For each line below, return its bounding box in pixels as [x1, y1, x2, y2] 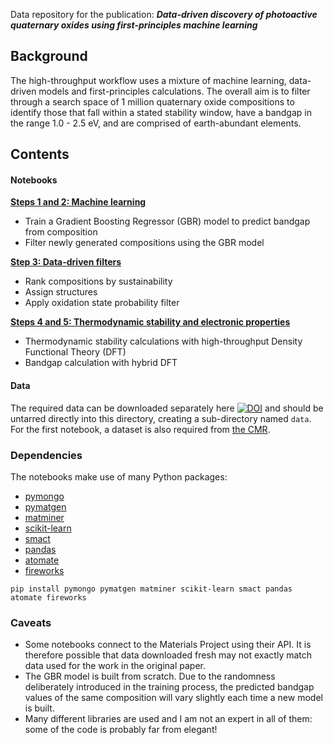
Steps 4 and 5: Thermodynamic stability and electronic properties [10, 316, 291, 328]
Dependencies [10, 448, 83, 462]
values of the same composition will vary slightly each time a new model [24, 692, 323, 704]
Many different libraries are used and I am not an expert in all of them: [24, 713, 313, 725]
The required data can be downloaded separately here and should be [10, 402, 324, 414]
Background [10, 48, 88, 65]
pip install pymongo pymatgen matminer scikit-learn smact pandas [10, 584, 293, 594]
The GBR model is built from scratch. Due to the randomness [24, 670, 276, 683]
